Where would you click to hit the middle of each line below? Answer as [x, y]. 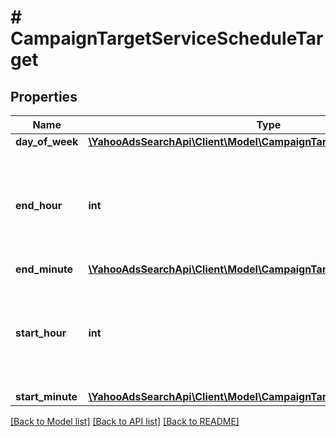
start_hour [41, 333]
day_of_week [47, 141]
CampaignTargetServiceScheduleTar [167, 38]
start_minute [46, 396]
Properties [44, 96]
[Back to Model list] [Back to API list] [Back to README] [125, 421]
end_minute [44, 269]
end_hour [39, 205]
